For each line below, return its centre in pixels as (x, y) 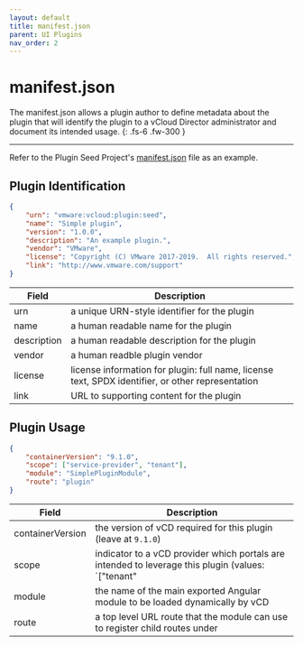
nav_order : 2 (34, 43)
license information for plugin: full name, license (172, 369)
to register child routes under (156, 628)
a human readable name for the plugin (151, 326)
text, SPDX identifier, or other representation (165, 381)
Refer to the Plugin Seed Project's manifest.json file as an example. (134, 158)
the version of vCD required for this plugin (184, 527)
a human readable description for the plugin (163, 340)
